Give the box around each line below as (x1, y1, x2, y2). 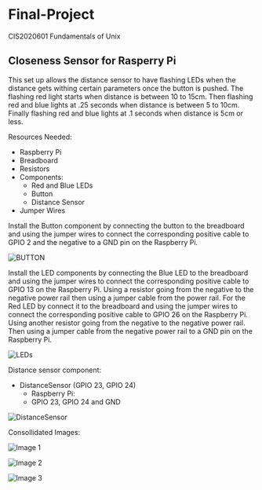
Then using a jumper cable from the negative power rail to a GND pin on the (8, 326, 253, 335)
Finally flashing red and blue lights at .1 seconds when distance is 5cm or (8, 108, 244, 118)
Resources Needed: (8, 132, 72, 141)
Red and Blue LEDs (31, 181, 93, 190)
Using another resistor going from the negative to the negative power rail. (8, 318, 246, 327)
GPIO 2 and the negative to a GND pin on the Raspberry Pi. (8, 237, 198, 247)
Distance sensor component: (8, 365, 102, 375)
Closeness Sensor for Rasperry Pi (8, 54, 176, 68)
